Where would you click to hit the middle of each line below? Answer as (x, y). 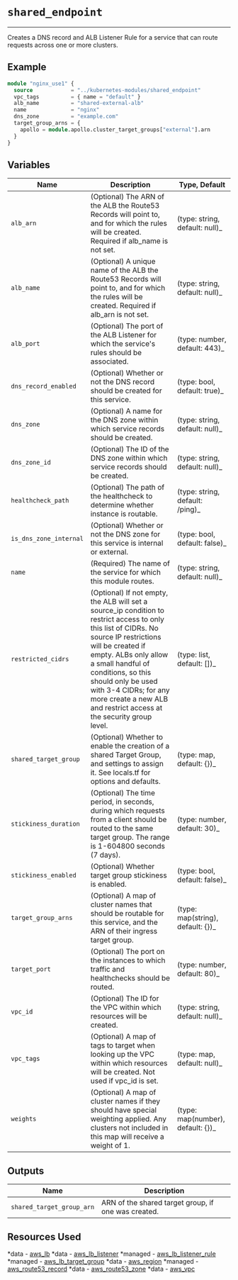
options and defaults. (125, 782)
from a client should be (129, 819)
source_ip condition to (127, 610)
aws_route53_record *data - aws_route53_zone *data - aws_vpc (101, 1269)
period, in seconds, (122, 802)
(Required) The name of (130, 563)
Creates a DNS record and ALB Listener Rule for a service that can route (113, 37)
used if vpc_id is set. (124, 1081)
